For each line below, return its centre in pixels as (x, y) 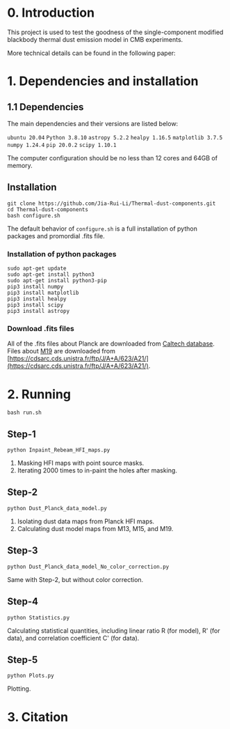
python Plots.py (31, 676)
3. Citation (38, 717)
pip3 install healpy (37, 299)
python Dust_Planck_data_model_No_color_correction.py (88, 567)
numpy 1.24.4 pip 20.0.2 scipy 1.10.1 (62, 145)
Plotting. (19, 689)
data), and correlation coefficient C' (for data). (73, 638)
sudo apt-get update (37, 269)
